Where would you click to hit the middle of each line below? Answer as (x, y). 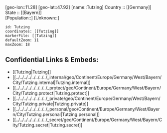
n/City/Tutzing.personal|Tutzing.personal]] (56, 114)
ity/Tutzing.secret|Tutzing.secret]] (47, 125)
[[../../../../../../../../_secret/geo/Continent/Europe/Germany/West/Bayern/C (87, 119)
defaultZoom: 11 (22, 40)
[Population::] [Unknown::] (32, 18)
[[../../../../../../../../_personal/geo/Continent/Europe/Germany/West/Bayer (86, 109)
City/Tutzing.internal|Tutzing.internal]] (51, 82)
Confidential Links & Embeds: (52, 60)
